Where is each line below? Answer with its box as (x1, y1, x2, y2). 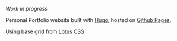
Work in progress (5, 5, 48, 12)
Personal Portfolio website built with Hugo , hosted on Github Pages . (5, 17, 172, 23)
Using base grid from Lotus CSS (5, 28, 84, 35)
